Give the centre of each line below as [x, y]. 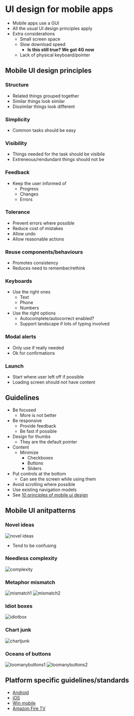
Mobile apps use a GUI [36, 23]
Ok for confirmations [34, 353]
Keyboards [19, 281]
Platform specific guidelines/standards [67, 680]
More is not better [38, 415]
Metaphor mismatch [30, 582]
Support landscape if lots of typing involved [65, 324]
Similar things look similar [39, 101]
